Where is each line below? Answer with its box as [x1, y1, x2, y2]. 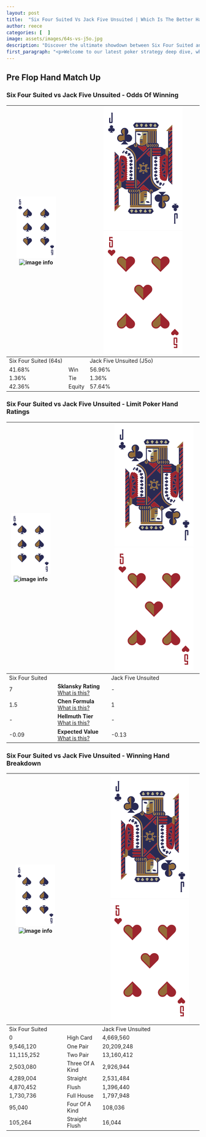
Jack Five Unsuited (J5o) [90, 357, 153, 365]
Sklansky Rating [57, 683, 100, 690]
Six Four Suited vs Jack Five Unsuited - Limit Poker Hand [6, 400, 178, 408]
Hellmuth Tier [57, 713, 94, 720]
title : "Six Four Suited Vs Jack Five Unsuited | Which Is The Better [6, 16, 193, 23]
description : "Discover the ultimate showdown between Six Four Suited [6, 42, 193, 49]
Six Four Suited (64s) [9, 357, 63, 365]
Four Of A [67, 1101, 91, 1108]
